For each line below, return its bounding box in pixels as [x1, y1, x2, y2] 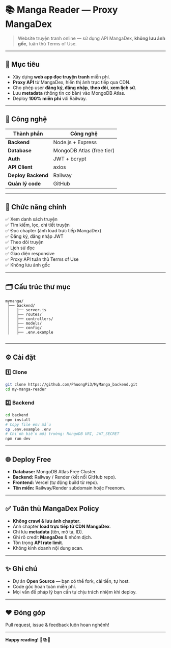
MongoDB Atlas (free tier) [53, 147, 115, 154]
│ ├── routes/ [7, 312, 42, 317]
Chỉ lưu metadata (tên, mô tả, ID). [12, 528, 83, 535]
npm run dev [5, 436, 31, 441]
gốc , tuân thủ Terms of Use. [17, 40, 77, 46]
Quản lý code [8, 180, 41, 187]
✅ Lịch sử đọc [5, 245, 35, 251]
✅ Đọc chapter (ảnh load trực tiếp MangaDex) [5, 228, 102, 234]
